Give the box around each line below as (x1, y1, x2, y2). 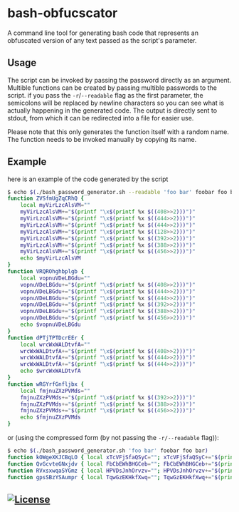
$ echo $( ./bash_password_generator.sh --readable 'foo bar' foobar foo (7, 188, 228, 195)
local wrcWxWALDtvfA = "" (20, 341, 91, 348)
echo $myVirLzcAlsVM (20, 255, 81, 262)
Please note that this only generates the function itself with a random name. (7, 127, 229, 136)
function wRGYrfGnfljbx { (7, 380, 84, 388)
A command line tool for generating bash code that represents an (7, 29, 199, 37)
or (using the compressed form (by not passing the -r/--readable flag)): (7, 434, 219, 442)
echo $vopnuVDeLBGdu (20, 321, 81, 329)
